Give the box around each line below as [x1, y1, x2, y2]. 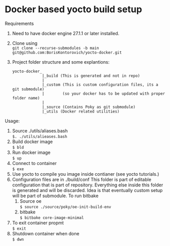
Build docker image [12, 139, 53, 145]
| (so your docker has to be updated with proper [42, 91, 165, 96]
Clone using [12, 40, 38, 46]
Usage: [5, 118, 20, 124]
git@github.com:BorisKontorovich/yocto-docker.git [12, 50, 122, 55]
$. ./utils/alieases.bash [12, 134, 67, 139]
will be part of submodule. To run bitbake [12, 193, 99, 199]
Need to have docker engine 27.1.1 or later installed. [12, 30, 120, 36]
